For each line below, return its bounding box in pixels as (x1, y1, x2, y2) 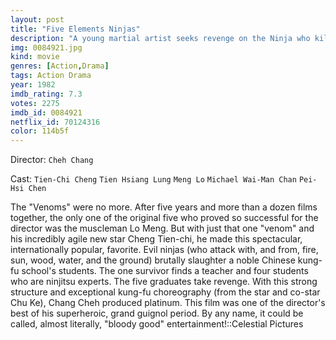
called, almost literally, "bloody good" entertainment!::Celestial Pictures (10, 318, 304, 330)
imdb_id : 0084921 (10, 107, 83, 118)
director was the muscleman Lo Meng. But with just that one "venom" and (10, 222, 315, 235)
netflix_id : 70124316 (10, 117, 101, 127)
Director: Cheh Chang (10, 154, 94, 166)
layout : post (10, 14, 65, 25)
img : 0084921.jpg (10, 42, 83, 53)
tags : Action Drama (10, 71, 92, 81)
